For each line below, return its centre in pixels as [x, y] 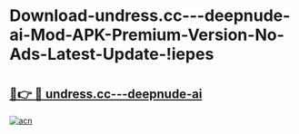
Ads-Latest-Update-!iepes [112, 54]
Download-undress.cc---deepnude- [150, 16]
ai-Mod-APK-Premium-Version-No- [147, 35]
